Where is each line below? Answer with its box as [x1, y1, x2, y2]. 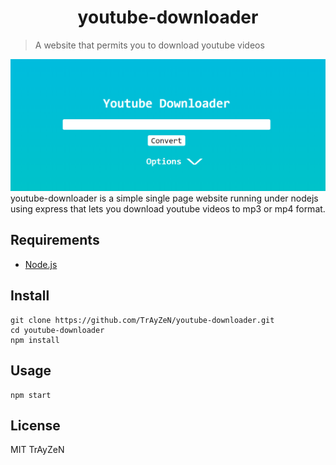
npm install [10, 335, 60, 345]
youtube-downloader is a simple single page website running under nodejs [10, 192, 319, 205]
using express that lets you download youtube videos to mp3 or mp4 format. [10, 203, 326, 215]
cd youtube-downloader [10, 325, 105, 335]
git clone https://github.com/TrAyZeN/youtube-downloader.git [10, 315, 275, 325]
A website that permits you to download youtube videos [34, 39, 265, 51]
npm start [10, 390, 52, 400]
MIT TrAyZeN [10, 444, 65, 456]
